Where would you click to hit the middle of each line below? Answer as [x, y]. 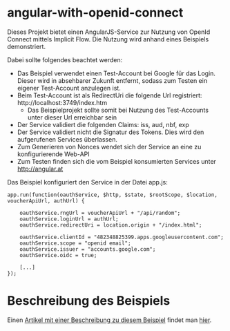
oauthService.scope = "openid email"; [75, 243]
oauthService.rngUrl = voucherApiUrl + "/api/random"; [100, 213]
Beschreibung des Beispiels [89, 301]
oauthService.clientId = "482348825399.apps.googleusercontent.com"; [122, 237]
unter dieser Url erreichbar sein [72, 117]
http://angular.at [40, 169]
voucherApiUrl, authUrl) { [46, 201]
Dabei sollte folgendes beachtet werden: [65, 59]
